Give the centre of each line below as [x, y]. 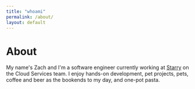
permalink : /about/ [30, 17]
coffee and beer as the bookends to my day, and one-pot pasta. [83, 80]
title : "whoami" [26, 11]
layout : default [26, 22]
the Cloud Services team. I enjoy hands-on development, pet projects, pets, [97, 74]
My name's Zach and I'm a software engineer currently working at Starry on [97, 67]
